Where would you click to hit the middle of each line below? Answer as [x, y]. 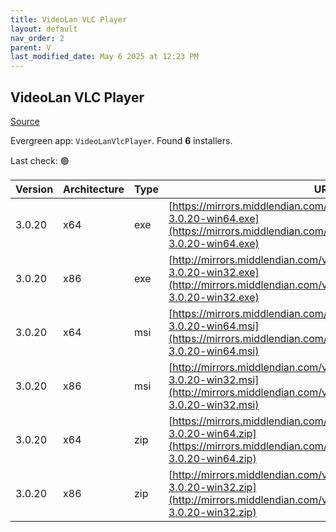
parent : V [31, 47]
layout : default [44, 29]
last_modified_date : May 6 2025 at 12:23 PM [104, 57]
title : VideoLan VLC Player [69, 19]
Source [25, 121]
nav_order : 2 [37, 38]
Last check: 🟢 [40, 160]
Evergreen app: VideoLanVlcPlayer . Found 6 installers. [121, 140]
